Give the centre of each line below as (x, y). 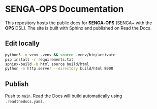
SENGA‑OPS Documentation (64, 9)
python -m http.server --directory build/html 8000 (59, 69)
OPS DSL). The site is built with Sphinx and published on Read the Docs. (78, 28)
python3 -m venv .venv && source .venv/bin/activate (60, 55)
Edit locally (22, 44)
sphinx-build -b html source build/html (47, 64)
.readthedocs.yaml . (25, 101)
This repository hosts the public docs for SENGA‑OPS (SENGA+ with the (79, 23)
